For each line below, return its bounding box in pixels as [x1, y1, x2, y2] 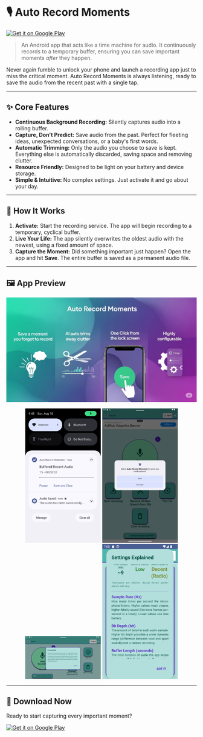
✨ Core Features [6, 102, 69, 113]
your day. [14, 182, 39, 190]
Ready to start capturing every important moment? [6, 712, 132, 719]
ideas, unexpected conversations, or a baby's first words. [14, 138, 158, 145]
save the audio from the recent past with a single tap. [6, 79, 139, 86]
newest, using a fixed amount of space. [14, 241, 114, 248]
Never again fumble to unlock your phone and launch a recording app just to [6, 65, 196, 73]
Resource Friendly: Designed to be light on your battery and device [14, 163, 184, 170]
